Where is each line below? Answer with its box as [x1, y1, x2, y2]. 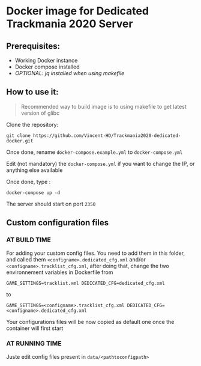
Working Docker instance [14, 57, 78, 64]
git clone [6, 132, 31, 139]
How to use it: [6, 87, 59, 97]
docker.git [6, 138, 34, 144]
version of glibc [20, 109, 60, 117]
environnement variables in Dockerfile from [6, 269, 113, 276]
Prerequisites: [6, 41, 60, 51]
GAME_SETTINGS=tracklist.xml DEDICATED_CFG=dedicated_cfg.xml [6, 280, 165, 286]
